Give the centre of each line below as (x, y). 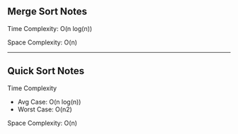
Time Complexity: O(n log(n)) (50, 28)
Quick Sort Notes (46, 71)
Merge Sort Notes (47, 12)
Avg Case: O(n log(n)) (49, 102)
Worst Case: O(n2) (45, 109)
